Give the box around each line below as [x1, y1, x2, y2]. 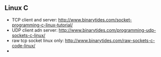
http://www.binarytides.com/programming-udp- [58, 27, 156, 33]
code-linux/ [11, 42, 35, 48]
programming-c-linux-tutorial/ [11, 22, 73, 28]
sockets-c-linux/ [11, 32, 45, 38]
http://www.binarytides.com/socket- [58, 17, 132, 22]
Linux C [4, 4, 29, 12]
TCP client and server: [11, 17, 57, 22]
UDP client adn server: [11, 27, 58, 33]
